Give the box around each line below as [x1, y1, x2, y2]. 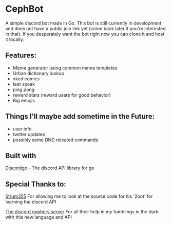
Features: [5, 51, 37, 60]
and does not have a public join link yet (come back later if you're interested [5, 25, 166, 31]
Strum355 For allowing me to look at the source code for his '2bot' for [5, 193, 153, 199]
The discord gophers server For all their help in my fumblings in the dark [5, 209, 159, 215]
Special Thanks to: [5, 179, 67, 188]
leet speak [12, 81, 35, 87]
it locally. [5, 36, 24, 42]
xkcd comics [12, 75, 40, 82]
